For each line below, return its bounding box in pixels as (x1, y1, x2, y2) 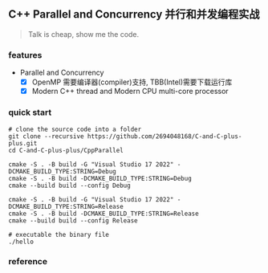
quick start (8, 107, 52, 118)
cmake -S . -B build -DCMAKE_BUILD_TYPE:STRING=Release (8, 210, 199, 218)
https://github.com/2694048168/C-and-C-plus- (87, 132, 242, 141)
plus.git (8, 139, 38, 147)
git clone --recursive (8, 132, 84, 141)
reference (8, 256, 48, 267)
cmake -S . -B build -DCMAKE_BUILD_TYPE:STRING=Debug (8, 174, 193, 182)
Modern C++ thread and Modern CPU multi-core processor (31, 87, 229, 96)
